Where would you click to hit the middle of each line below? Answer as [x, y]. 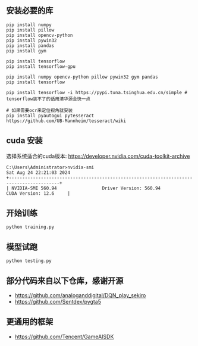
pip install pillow [30, 30]
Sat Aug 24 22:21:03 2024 [38, 172]
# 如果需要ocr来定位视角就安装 [40, 110]
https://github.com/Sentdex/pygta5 [58, 302]
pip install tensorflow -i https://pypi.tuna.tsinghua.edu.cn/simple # [97, 92]
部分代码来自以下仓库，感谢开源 [65, 281]
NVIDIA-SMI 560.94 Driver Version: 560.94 [86, 188]
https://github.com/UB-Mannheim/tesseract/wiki [66, 121]
